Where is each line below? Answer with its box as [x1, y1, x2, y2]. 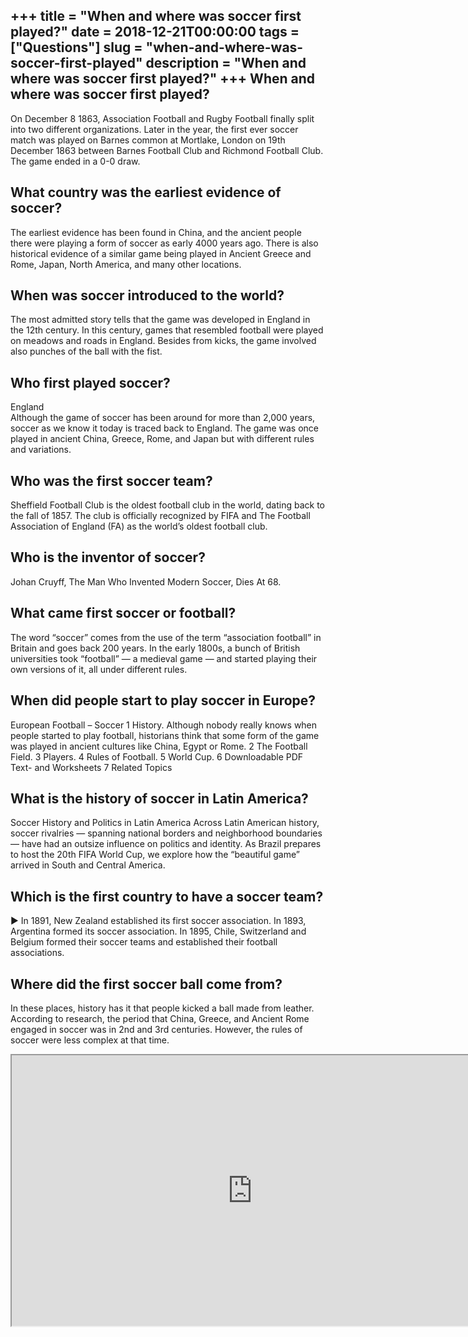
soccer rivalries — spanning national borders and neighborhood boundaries [10, 827, 323, 839]
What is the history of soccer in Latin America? [10, 790, 309, 807]
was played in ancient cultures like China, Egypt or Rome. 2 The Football [10, 740, 308, 752]
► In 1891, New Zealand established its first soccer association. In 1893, [10, 915, 307, 927]
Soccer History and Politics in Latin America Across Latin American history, [10, 817, 320, 829]
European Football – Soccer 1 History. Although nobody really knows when [10, 719, 318, 731]
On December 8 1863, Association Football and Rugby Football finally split [10, 112, 315, 124]
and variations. [10, 444, 72, 456]
